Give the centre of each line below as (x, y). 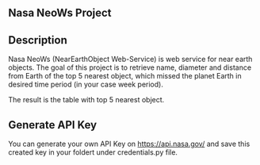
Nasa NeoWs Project (60, 13)
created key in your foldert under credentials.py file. (93, 152)
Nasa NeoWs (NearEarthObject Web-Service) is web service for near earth (130, 59)
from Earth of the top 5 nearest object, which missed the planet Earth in (125, 76)
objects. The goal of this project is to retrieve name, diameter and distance (130, 67)
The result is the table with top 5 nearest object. (86, 100)
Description (38, 40)
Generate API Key (53, 125)
